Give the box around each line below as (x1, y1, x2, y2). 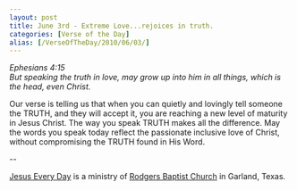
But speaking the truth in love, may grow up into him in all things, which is (9, 72, 282, 83)
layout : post (9, 12, 58, 22)
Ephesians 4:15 (9, 62, 65, 73)
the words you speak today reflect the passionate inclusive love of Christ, (9, 127, 280, 138)
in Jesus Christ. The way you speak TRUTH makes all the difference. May (9, 118, 280, 128)
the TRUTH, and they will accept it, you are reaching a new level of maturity (9, 108, 288, 119)
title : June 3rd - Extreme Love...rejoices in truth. (9, 21, 215, 30)
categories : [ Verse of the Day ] (9, 29, 130, 38)
